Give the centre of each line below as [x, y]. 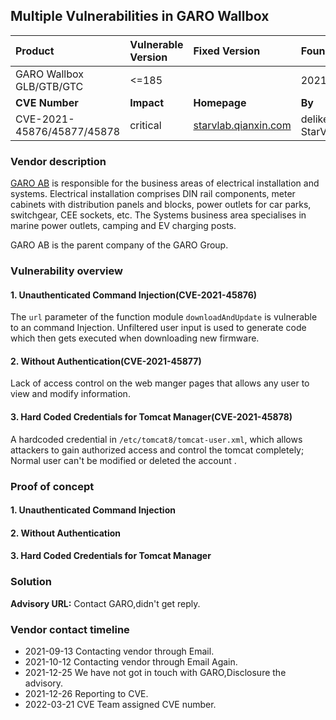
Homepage [220, 102]
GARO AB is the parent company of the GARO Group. [119, 245]
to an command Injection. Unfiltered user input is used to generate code [158, 328]
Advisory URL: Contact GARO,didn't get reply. [105, 603]
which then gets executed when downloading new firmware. [135, 338]
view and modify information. [70, 394]
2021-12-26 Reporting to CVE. [86, 693]
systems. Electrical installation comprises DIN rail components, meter [153, 194]
